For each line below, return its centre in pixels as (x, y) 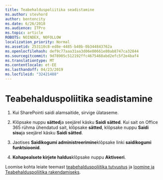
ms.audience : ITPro (25, 28)
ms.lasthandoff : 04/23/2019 (34, 70)
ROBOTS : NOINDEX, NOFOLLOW (33, 38)
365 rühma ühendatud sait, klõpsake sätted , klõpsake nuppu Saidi (81, 127)
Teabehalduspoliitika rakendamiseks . (43, 172)
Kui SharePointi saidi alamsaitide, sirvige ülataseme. (65, 113)
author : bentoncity (25, 19)
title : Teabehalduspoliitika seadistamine (50, 10)
